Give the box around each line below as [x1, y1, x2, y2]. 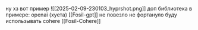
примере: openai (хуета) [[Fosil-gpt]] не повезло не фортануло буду [5, 11, 178, 18]
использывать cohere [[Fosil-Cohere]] [5, 18, 101, 24]
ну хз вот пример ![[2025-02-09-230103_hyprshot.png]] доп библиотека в [5, 5, 193, 12]
